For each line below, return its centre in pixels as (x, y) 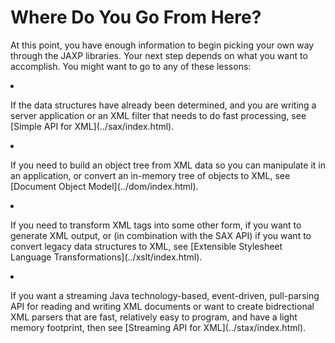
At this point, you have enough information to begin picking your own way (162, 45)
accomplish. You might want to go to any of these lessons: (131, 66)
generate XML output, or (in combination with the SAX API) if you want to (161, 235)
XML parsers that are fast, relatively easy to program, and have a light (154, 317)
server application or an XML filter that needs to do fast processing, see (158, 115)
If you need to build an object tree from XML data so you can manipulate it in (168, 165)
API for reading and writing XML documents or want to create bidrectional (162, 306)
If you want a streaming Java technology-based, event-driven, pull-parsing (165, 295)
